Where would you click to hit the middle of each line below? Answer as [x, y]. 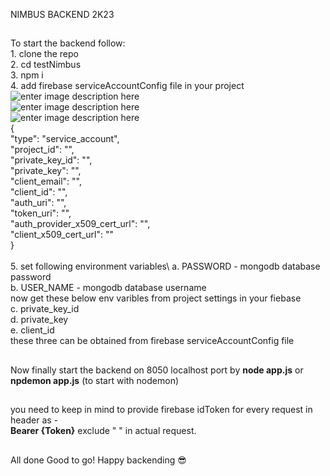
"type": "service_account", [65, 139]
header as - [34, 420]
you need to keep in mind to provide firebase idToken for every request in [161, 410]
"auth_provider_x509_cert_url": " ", [80, 224]
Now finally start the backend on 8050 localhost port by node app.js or [157, 370]
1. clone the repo [44, 54]
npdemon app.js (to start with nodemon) [95, 380]
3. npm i [27, 75]
